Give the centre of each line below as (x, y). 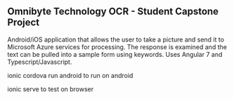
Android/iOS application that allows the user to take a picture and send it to (116, 39)
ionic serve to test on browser (51, 89)
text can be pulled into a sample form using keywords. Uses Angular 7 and (115, 54)
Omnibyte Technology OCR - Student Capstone (113, 12)
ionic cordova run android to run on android (70, 75)
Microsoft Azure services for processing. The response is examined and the (117, 47)
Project (24, 23)
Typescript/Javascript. (40, 62)
